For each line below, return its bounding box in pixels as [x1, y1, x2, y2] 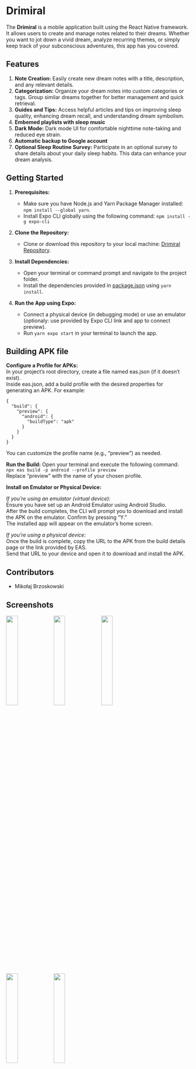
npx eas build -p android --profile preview [6, 467, 116, 473]
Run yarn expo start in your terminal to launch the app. [23, 329, 158, 336]
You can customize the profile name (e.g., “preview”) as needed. [6, 450, 162, 457]
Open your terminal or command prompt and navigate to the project [23, 269, 187, 276]
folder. [23, 275, 39, 282]
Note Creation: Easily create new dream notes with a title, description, [14, 75, 184, 82]
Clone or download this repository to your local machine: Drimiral [23, 240, 180, 247]
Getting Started [6, 173, 64, 183]
